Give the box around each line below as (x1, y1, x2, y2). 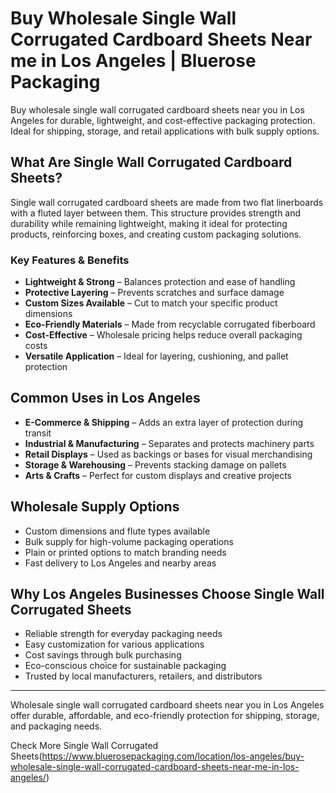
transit (24, 427, 52, 439)
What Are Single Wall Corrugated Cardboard (10, 154, 293, 171)
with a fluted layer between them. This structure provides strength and (10, 207, 302, 219)
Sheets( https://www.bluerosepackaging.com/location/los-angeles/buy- (10, 750, 305, 762)
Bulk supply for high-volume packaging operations (24, 535, 234, 547)
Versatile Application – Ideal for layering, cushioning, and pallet (24, 350, 289, 362)
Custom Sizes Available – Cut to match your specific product (24, 297, 278, 309)
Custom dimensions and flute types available (24, 525, 211, 537)
